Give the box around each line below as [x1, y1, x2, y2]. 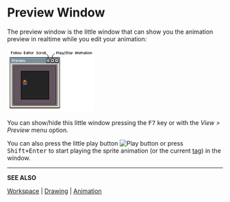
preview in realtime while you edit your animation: [7, 34, 147, 43]
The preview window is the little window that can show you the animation [7, 27, 214, 36]
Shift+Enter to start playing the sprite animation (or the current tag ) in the [7, 146, 221, 155]
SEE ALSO [7, 173, 36, 181]
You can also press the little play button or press [7, 139, 183, 147]
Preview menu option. [7, 126, 68, 134]
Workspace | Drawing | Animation [7, 187, 102, 195]
